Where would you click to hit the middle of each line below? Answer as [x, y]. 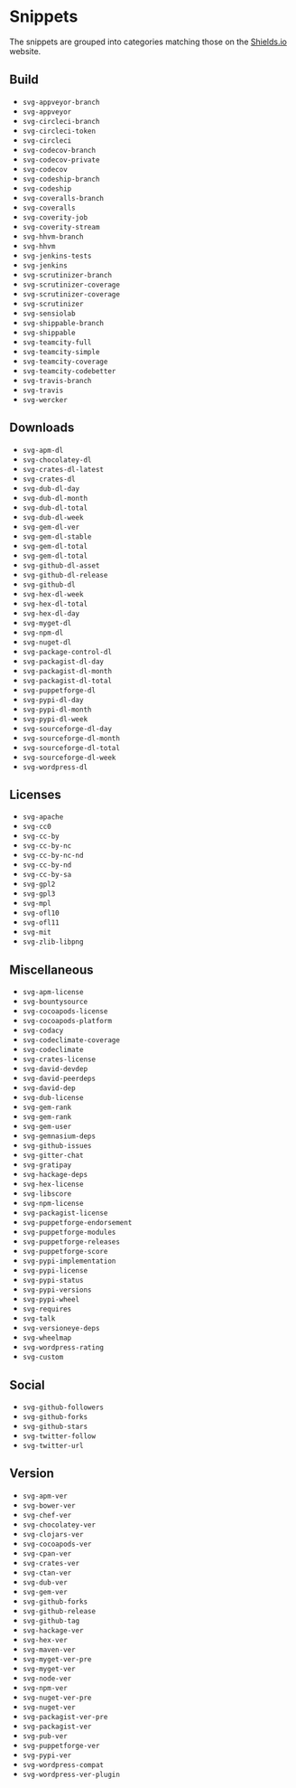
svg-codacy [43, 1031]
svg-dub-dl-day [51, 489]
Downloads [42, 428]
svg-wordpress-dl [55, 767]
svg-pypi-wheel [51, 1300]
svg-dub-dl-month [55, 498]
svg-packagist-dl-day [63, 662]
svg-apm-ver [45, 1496]
